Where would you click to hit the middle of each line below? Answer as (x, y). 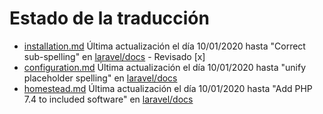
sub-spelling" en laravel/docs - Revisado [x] (114, 56)
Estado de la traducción (109, 18)
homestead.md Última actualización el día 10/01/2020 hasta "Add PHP (168, 88)
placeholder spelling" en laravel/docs (100, 78)
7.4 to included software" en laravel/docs (108, 99)
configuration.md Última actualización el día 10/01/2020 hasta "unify (165, 67)
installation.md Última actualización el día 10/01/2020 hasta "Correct (164, 46)
